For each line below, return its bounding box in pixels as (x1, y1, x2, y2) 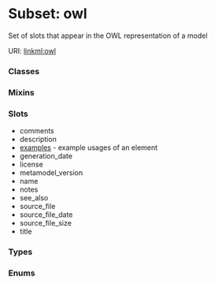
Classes (8, 65, 40, 77)
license (19, 159, 43, 170)
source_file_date (19, 210, 73, 219)
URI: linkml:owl (8, 46, 57, 55)
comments (19, 126, 54, 136)
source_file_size (19, 219, 72, 228)
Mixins (8, 87, 35, 98)
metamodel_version (19, 168, 83, 177)
